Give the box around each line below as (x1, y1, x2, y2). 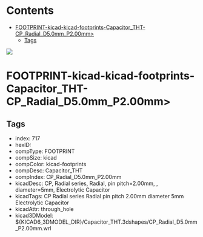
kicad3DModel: (15, 212, 53, 219)
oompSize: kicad (15, 154, 58, 161)
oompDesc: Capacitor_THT (15, 167, 83, 174)
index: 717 (15, 134, 41, 142)
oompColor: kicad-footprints (15, 160, 87, 167)
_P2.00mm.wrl (15, 224, 52, 232)
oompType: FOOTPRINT (15, 148, 75, 155)
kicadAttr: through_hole (15, 205, 74, 212)
